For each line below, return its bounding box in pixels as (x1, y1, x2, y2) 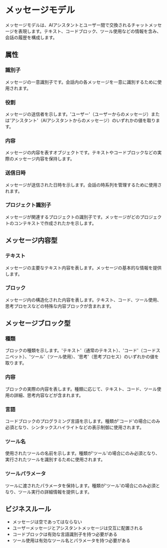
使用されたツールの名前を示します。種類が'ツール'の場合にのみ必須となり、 (5, 450, 161, 456)
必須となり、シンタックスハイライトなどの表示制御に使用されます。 (5, 424, 144, 430)
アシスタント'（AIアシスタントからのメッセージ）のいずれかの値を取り (10, 117, 156, 123)
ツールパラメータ (5, 470, 46, 477)
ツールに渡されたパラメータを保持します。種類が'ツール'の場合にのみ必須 (5, 482, 156, 489)
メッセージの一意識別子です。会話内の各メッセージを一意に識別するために (5, 79, 158, 85)
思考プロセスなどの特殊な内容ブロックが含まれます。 (5, 303, 114, 309)
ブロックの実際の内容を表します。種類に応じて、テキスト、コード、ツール (5, 386, 157, 392)
